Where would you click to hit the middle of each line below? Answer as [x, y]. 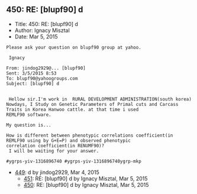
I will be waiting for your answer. [54, 151]
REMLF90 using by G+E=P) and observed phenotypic [69, 140]
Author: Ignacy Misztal [42, 30]
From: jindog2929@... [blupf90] [46, 68]
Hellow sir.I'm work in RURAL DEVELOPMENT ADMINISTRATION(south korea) [100, 99]
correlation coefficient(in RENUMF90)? [55, 145]
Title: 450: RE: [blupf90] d [46, 24]
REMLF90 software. [29, 115]
